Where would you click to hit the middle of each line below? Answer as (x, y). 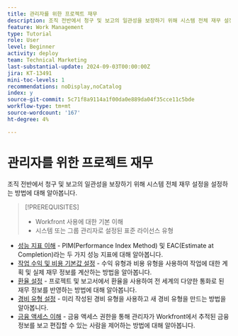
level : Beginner (31, 47)
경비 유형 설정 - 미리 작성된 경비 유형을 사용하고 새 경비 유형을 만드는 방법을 (122, 298)
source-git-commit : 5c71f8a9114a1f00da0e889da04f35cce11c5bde (101, 100)
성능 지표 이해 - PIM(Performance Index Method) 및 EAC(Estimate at (115, 245)
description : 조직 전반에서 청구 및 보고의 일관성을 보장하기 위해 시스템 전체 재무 (114, 21)
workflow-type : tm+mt (39, 106)
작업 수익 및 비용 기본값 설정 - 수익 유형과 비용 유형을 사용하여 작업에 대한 (119, 263)
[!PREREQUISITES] (52, 207)
